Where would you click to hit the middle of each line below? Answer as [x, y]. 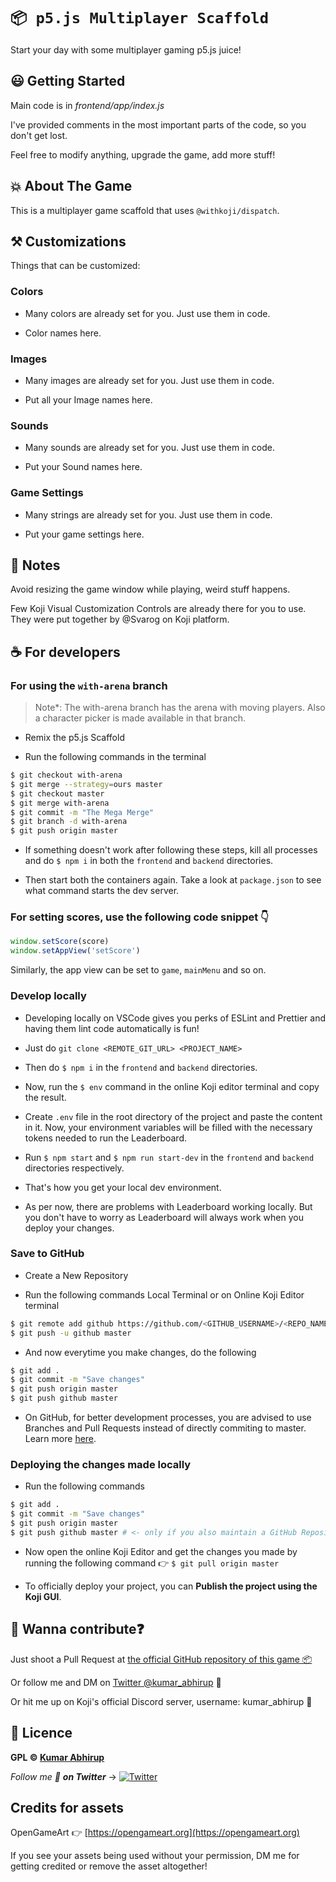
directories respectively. [74, 1168]
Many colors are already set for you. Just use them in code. [147, 313]
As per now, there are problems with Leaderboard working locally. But [168, 1206]
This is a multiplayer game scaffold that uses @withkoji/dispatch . [145, 210]
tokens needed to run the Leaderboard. [106, 1138]
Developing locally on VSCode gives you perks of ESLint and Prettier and [175, 1018]
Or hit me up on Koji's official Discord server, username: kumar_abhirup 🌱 [161, 1701]
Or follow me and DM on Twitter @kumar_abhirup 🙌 [116, 1682]
